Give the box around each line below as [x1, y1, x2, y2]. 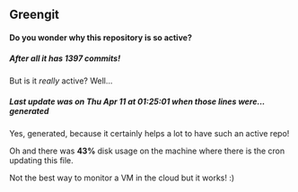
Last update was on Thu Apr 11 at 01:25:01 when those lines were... [9, 96, 266, 107]
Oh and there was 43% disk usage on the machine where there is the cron [9, 145, 285, 156]
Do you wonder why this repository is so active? [9, 31, 193, 43]
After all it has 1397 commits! [9, 53, 121, 64]
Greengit [9, 7, 60, 22]
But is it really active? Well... [9, 75, 113, 86]
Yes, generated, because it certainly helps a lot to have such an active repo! [9, 127, 290, 138]
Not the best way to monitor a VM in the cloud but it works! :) [9, 172, 235, 183]
